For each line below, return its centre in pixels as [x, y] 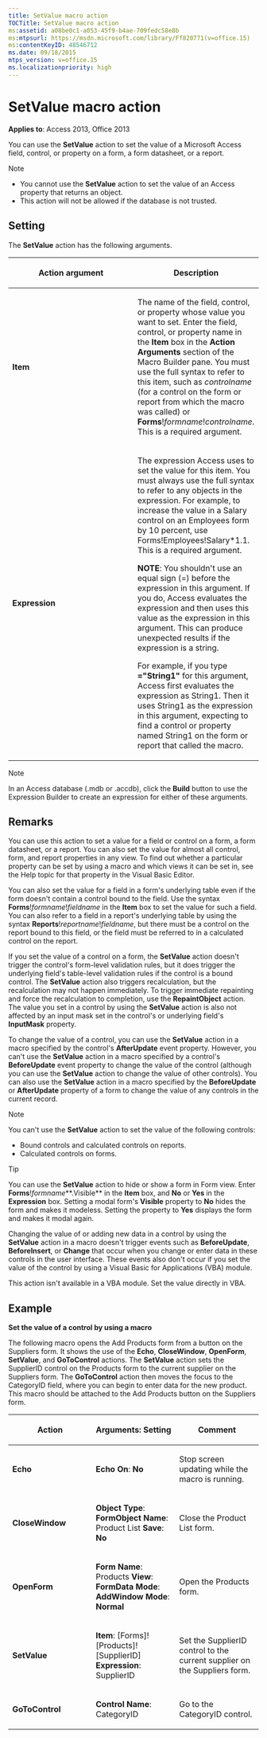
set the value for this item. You [194, 470]
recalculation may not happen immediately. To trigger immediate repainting [131, 991]
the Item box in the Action [187, 342]
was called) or [164, 411]
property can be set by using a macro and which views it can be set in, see [131, 866]
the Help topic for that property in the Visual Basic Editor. [101, 875]
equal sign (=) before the [184, 578]
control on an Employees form [194, 520]
